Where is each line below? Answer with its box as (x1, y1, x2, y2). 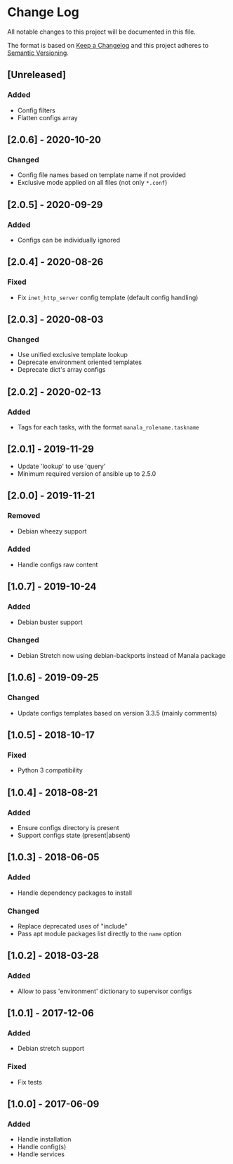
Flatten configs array (17, 113, 79, 122)
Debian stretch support (17, 1045, 85, 1053)
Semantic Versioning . (7, 48, 69, 57)
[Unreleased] (7, 69, 67, 81)
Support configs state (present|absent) (17, 831, 131, 839)
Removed (7, 511, 41, 521)
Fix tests (17, 1078, 42, 1086)
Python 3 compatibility (17, 766, 83, 775)
